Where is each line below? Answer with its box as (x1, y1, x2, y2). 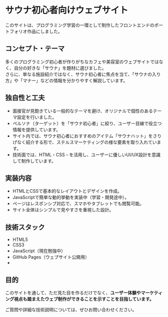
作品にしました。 (27, 28, 63, 34)
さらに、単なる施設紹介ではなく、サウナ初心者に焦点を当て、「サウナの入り (5, 71, 161, 77)
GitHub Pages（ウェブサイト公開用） (12, 254, 90, 260)
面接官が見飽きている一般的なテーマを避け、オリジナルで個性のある (12, 108, 153, 114)
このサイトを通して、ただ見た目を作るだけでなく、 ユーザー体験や (5, 290, 141, 295)
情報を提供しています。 (12, 126, 61, 133)
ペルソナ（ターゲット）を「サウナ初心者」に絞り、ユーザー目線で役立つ (12, 120, 162, 126)
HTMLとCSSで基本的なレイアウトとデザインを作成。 (12, 188, 122, 194)
